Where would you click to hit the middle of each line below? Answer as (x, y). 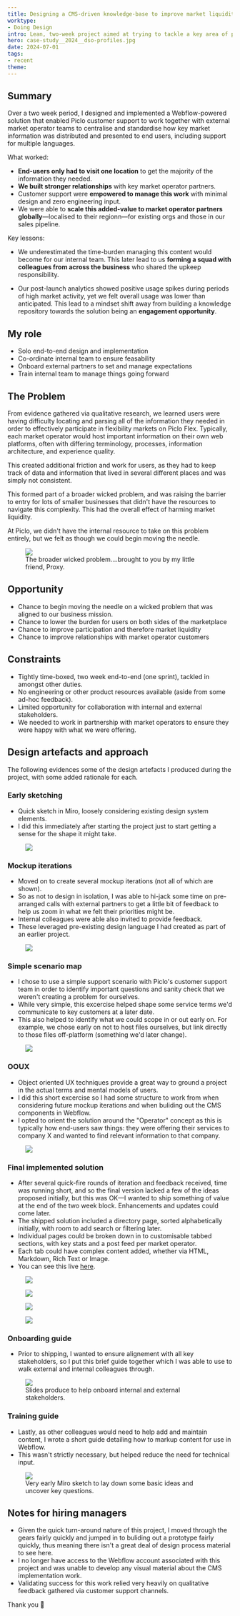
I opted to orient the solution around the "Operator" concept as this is (120, 1120)
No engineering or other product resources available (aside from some (122, 692)
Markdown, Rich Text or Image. (64, 1258)
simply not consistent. (40, 481)
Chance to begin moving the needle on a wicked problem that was (115, 606)
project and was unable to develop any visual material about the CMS (120, 1568)
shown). (30, 889)
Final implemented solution (55, 1167)
